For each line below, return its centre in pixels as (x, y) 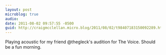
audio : (12, 19)
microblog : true (22, 14)
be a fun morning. (23, 47)
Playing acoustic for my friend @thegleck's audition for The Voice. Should (80, 42)
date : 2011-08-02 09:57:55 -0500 (40, 23)
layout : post (19, 10)
